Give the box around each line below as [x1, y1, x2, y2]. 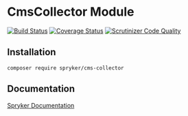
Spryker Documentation [7, 101, 75, 109]
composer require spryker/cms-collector [7, 64, 125, 72]
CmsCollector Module [7, 4, 134, 20]
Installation [7, 46, 56, 58]
